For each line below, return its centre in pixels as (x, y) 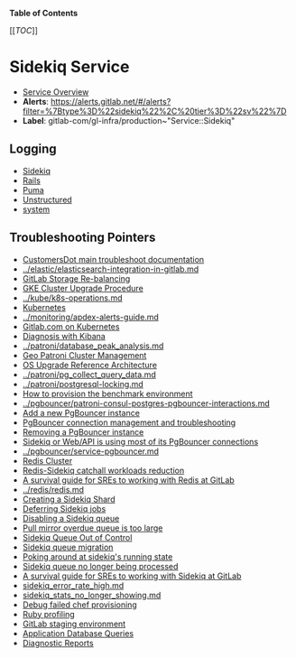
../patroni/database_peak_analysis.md (93, 346)
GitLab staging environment (74, 624)
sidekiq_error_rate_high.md (73, 585)
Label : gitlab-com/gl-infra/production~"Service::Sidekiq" (129, 120)
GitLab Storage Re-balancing (76, 278)
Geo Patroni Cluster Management (84, 355)
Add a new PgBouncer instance (81, 412)
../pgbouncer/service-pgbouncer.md (91, 451)
